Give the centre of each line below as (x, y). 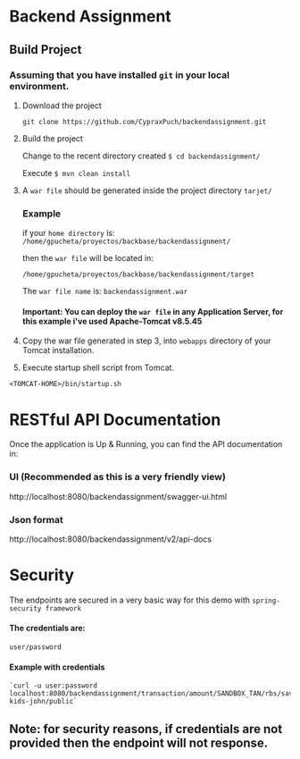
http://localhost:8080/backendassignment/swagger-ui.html (118, 496)
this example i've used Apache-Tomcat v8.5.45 (112, 321)
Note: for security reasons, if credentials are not (146, 729)
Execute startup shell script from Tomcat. (98, 367)
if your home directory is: (68, 233)
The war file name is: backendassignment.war (105, 291)
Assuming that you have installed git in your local (120, 75)
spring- (266, 601)
